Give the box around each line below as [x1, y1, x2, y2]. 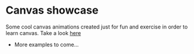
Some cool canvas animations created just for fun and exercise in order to [5, 23, 188, 30]
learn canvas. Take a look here [5, 29, 81, 36]
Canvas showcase [5, 4, 99, 17]
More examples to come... [14, 41, 79, 48]
